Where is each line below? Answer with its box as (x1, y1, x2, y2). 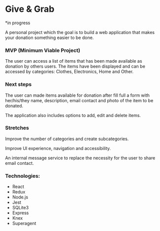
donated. (5, 103, 24, 109)
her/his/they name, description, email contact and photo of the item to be (5, 97, 154, 103)
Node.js (12, 194, 29, 200)
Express (12, 210, 29, 216)
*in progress (5, 20, 31, 26)
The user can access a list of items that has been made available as (5, 58, 142, 64)
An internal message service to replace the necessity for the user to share (5, 154, 156, 161)
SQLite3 (12, 205, 29, 211)
